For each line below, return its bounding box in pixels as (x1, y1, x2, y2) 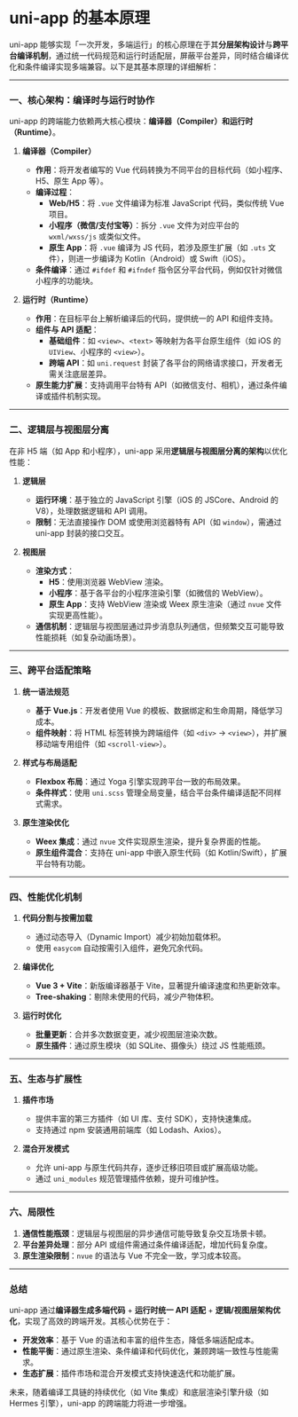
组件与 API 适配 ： (35, 325, 99, 335)
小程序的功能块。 (35, 276, 98, 287)
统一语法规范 (21, 686, 69, 697)
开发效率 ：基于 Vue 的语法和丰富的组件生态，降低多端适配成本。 (21, 1334, 259, 1345)
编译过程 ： (35, 187, 75, 198)
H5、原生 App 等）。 (35, 176, 108, 186)
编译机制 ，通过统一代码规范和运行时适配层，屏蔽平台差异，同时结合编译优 (16, 50, 289, 60)
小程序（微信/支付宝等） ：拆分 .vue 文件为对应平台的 (48, 220, 239, 231)
